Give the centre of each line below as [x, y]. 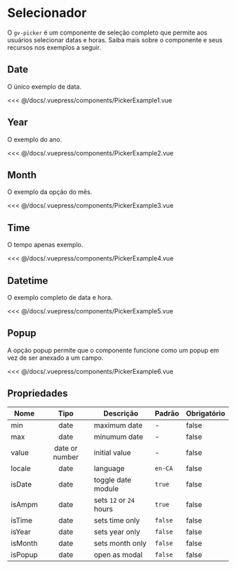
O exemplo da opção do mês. [50, 192]
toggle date [113, 480]
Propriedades [38, 393]
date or [66, 448]
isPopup [25, 554]
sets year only [117, 532]
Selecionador [47, 13]
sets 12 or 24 [114, 500]
